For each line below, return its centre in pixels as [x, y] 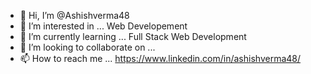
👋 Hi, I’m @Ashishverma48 [74, 15]
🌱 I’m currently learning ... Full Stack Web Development [133, 36]
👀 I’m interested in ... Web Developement [103, 26]
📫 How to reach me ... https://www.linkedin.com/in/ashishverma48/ [160, 58]
